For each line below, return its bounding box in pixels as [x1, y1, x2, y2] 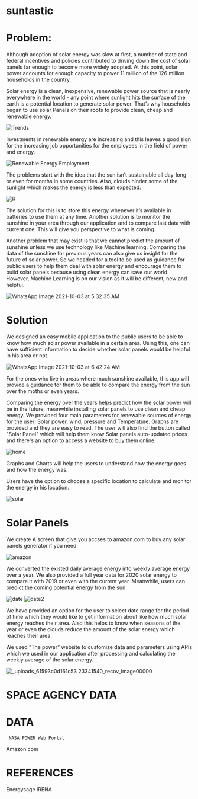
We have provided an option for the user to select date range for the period [6, 607, 189, 614]
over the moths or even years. [6, 388, 79, 395]
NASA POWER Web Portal [8, 735, 65, 742]
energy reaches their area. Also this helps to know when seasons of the [6, 619, 181, 627]
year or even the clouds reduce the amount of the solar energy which [6, 626, 176, 632]
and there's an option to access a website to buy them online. [6, 437, 156, 444]
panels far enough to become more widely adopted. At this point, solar [6, 63, 178, 71]
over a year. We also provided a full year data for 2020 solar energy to [6, 571, 177, 579]
